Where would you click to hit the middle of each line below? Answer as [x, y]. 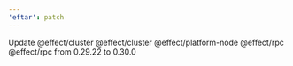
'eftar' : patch [36, 17]
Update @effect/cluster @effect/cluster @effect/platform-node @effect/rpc [146, 42]
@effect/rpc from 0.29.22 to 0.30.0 [72, 51]
